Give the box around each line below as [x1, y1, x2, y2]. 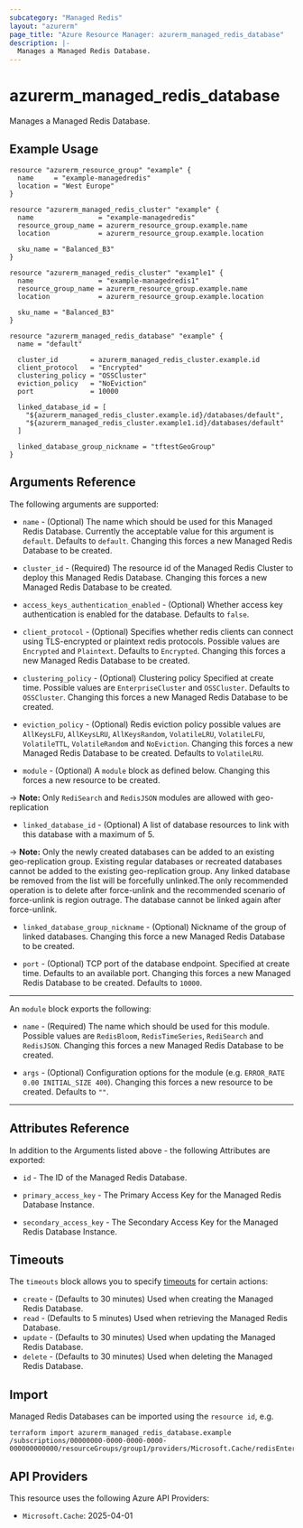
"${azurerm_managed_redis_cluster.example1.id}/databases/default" [25, 418, 284, 427]
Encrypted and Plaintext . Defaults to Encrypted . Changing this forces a [22, 645, 286, 656]
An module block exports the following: [9, 1003, 151, 1014]
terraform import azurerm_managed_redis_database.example [9, 1429, 232, 1438]
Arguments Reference [9, 475, 137, 490]
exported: [9, 1154, 46, 1165]
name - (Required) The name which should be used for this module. [22, 1020, 271, 1031]
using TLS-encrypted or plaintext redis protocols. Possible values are [22, 636, 280, 647]
